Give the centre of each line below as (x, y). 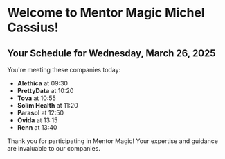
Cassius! (33, 27)
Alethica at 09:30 (42, 83)
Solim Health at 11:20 (47, 105)
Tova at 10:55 (37, 98)
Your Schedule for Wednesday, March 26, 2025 (111, 53)
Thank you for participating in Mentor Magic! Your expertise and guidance (112, 141)
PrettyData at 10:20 (45, 91)
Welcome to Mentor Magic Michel (106, 13)
